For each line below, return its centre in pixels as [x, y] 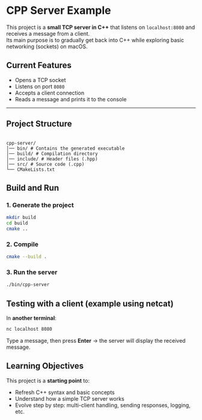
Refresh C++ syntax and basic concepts [65, 392]
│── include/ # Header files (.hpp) [52, 159]
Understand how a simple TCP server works [69, 398]
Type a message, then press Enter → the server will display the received [96, 340]
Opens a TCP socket [40, 80]
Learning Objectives [45, 366]
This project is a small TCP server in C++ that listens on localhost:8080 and [101, 27]
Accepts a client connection [50, 93]
